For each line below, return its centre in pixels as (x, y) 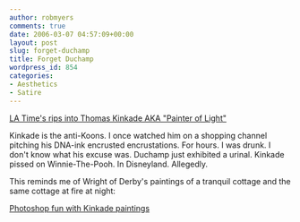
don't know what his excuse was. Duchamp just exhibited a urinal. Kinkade (147, 154)
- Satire (26, 92)
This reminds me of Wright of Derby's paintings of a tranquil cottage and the (150, 181)
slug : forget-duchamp (50, 51)
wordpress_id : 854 (43, 68)
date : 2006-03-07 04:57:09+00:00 (72, 34)
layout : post (34, 43)
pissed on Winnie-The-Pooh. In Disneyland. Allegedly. (109, 164)
